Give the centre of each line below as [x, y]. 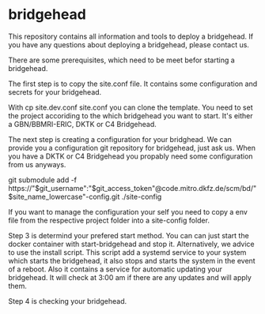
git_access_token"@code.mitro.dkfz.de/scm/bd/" [176, 188]
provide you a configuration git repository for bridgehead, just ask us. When [132, 148]
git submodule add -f [43, 180]
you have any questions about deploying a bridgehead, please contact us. [129, 44]
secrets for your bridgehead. [55, 92]
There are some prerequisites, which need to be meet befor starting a [121, 60]
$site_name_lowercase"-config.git [64, 196]
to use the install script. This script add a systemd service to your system [127, 252]
